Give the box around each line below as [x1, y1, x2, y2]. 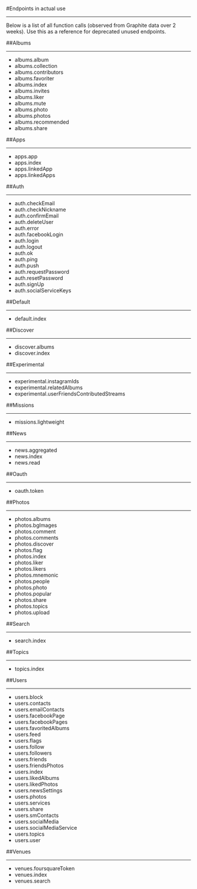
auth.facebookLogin [14, 231, 63, 238]
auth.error [14, 225, 39, 231]
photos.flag [14, 547, 43, 553]
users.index [14, 768, 43, 775]
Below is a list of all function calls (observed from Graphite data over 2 [6, 22, 176, 29]
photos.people [14, 578, 50, 585]
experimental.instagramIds [14, 378, 79, 384]
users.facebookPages [14, 718, 68, 725]
